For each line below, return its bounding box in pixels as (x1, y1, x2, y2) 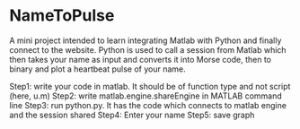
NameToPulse (9, 5, 115, 26)
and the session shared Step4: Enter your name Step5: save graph (9, 109, 255, 120)
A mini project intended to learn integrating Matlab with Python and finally (9, 35, 282, 46)
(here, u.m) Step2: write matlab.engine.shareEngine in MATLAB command (9, 90, 283, 101)
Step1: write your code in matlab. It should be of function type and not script (9, 81, 291, 91)
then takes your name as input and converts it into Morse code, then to (9, 54, 272, 64)
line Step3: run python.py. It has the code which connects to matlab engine (9, 99, 287, 110)
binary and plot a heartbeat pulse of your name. (9, 64, 186, 74)
